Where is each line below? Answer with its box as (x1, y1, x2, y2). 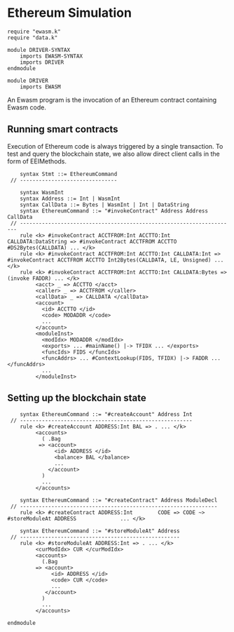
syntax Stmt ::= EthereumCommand (20, 170, 118, 177)
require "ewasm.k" (7, 28, 61, 35)
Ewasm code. (7, 103, 47, 112)
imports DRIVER (20, 58, 64, 66)
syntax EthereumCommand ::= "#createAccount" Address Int (20, 410, 193, 418)
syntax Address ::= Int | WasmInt (20, 195, 121, 202)
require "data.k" (7, 34, 58, 41)
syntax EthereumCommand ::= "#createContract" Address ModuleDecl (20, 497, 218, 504)
